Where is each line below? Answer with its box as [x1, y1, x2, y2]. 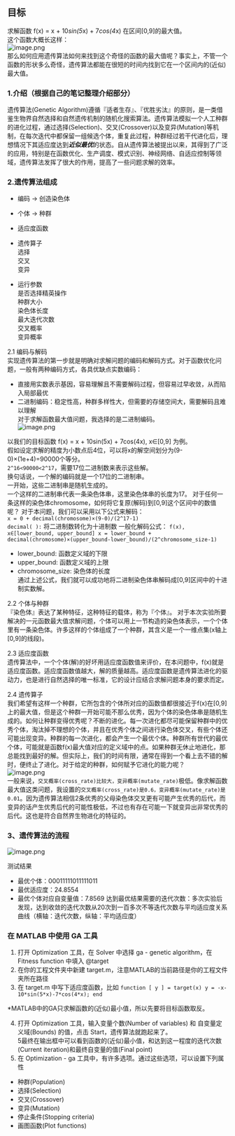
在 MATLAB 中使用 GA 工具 [7, 931, 98, 941]
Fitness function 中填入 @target [17, 957, 109, 965]
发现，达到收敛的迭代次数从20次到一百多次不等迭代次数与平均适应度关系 [17, 903, 228, 911]
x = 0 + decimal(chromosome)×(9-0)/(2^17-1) [7, 515, 139, 522]
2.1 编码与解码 [7, 347, 48, 356]
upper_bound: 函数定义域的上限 [17, 558, 109, 567]
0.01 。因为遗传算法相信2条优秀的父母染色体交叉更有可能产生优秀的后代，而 [7, 794, 226, 803]
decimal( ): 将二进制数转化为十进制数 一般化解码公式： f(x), [7, 522, 185, 531]
